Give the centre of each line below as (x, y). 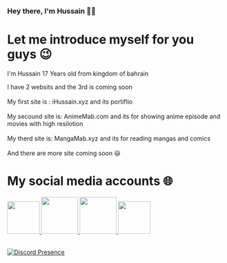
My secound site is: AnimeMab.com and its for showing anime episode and (114, 116)
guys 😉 (30, 54)
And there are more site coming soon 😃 (64, 153)
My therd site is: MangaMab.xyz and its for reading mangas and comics (109, 138)
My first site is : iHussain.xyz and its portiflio (70, 101)
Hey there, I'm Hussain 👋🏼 (52, 11)
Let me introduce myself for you (101, 40)
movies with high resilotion (45, 123)
